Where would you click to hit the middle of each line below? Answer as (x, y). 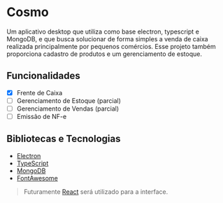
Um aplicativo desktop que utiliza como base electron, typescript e (103, 31)
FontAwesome (37, 178)
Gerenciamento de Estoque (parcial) (69, 100)
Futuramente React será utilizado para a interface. (96, 191)
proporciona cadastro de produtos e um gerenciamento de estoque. (104, 54)
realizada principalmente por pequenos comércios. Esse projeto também (111, 46)
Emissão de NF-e (42, 116)
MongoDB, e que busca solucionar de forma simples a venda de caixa (107, 38)
